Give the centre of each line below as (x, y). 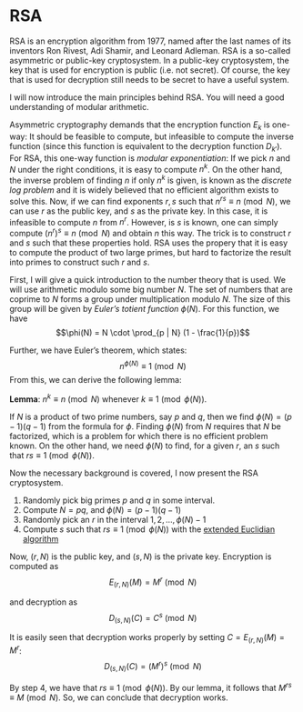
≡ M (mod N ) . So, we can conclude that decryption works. (119, 697)
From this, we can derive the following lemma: (96, 380)
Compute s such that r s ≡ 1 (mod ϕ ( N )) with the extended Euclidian (149, 529)
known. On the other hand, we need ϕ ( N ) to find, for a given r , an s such (145, 446)
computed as (34, 567)
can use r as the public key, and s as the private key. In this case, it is (139, 211)
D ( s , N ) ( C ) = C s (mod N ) (153, 618)
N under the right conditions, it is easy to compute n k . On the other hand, (146, 168)
